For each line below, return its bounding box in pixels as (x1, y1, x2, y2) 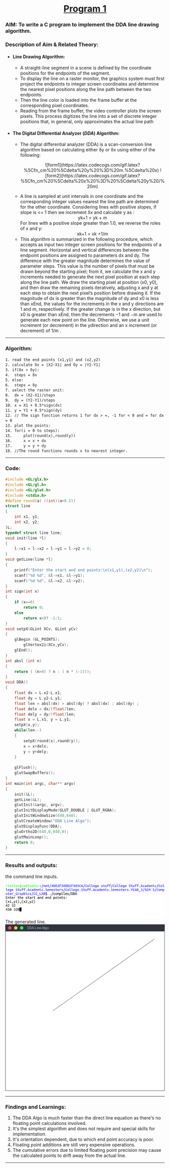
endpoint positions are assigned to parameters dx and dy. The (20, 253, 150, 259)
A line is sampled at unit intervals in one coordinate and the (20, 193, 144, 199)
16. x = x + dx (5, 438, 47, 443)
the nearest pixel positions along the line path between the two (20, 87, 152, 93)
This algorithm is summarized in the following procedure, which (20, 236, 153, 242)
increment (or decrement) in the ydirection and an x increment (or (20, 322, 157, 328)
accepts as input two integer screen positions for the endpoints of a (20, 241, 162, 248)
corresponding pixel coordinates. (20, 102, 90, 109)
